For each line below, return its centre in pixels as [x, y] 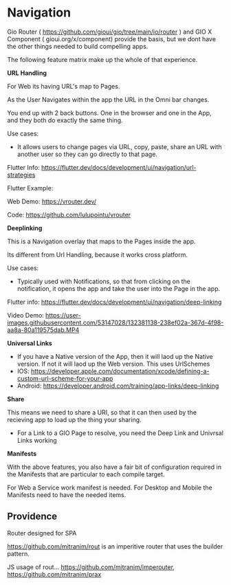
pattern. [18, 553]
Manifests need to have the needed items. [67, 495]
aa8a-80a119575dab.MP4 [43, 330]
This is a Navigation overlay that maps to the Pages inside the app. [101, 241]
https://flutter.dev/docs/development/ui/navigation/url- [119, 167]
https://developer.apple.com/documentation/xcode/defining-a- [120, 371]
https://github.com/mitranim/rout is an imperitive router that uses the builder [115, 546]
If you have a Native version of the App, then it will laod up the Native [115, 356]
